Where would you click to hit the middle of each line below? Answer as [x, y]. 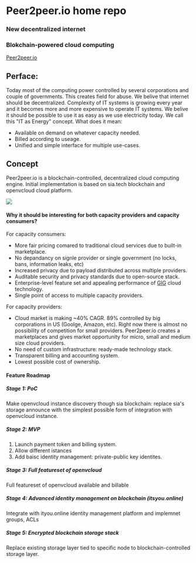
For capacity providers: [34, 307]
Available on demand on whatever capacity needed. [77, 133]
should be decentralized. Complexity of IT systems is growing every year [94, 103]
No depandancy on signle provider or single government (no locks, [95, 258]
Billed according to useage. [48, 139]
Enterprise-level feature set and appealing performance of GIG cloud [98, 283]
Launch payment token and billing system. [66, 444]
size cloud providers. [40, 343]
